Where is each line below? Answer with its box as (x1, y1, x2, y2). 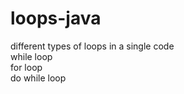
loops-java (10, 7, 102, 30)
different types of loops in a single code (10, 40, 175, 52)
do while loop (10, 72, 67, 84)
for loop (10, 61, 43, 73)
